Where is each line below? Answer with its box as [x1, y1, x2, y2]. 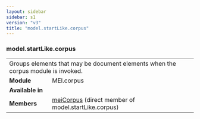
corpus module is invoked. [9, 66, 83, 75]
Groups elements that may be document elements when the [9, 59, 177, 67]
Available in [9, 86, 43, 94]
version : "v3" [6, 20, 42, 25]
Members [9, 99, 37, 107]
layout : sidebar [6, 8, 46, 15]
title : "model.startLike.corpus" [6, 25, 89, 31]
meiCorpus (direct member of [52, 95, 135, 104]
